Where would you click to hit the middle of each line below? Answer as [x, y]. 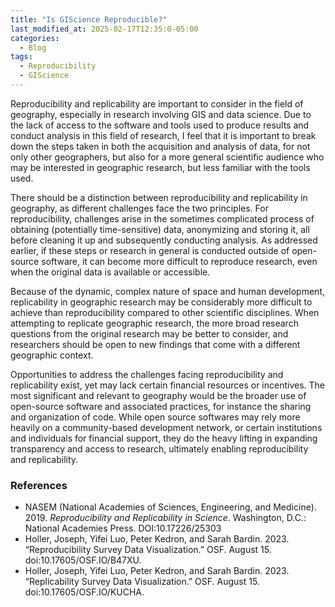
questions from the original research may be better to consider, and [149, 333]
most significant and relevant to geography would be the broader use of [158, 395]
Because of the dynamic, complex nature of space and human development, [167, 291]
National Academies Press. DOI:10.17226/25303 [123, 528]
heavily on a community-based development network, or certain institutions [166, 427]
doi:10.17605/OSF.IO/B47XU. [83, 560]
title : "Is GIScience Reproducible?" [89, 19]
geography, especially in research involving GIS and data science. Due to [161, 114]
